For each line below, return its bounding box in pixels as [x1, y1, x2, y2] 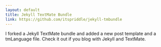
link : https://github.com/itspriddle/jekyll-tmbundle [5, 17, 123, 22]
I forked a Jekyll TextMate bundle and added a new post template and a [5, 31, 156, 37]
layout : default [5, 7, 40, 13]
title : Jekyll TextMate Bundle [5, 12, 72, 17]
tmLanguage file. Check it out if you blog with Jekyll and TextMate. [5, 36, 146, 42]
